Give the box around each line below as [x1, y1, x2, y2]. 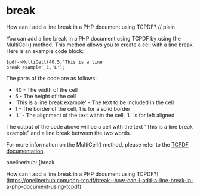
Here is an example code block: [6, 47, 84, 54]
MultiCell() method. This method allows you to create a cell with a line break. [6, 41, 195, 48]
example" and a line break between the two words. [6, 129, 131, 136]
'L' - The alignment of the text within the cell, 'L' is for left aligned [14, 111, 175, 119]
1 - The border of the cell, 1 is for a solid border [14, 105, 131, 112]
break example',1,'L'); [6, 64, 66, 70]
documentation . [6, 147, 45, 154]
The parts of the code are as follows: [6, 74, 97, 82]
